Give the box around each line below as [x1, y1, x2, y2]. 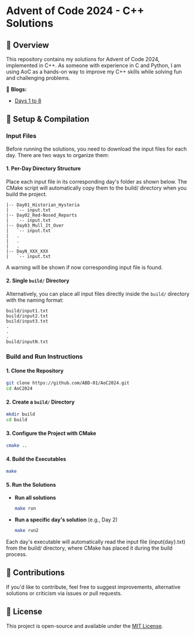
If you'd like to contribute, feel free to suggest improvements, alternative [6, 583, 180, 590]
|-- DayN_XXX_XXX [6, 248, 49, 254]
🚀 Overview [6, 40, 49, 50]
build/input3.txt [6, 318, 49, 324]
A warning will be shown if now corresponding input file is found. [6, 264, 163, 271]
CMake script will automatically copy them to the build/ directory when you [6, 184, 187, 191]
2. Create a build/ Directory [6, 398, 75, 405]
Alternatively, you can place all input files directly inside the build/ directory [6, 290, 190, 298]
